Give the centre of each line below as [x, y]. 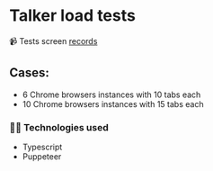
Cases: [29, 73]
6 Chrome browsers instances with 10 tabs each [111, 94]
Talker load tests [73, 16]
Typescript [42, 147]
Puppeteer [42, 157]
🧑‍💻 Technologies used [59, 127]
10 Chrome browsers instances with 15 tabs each [113, 103]
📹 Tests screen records [53, 40]
